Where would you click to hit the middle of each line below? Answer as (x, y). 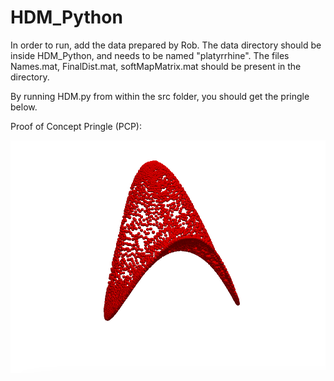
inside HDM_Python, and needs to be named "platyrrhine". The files (150, 55)
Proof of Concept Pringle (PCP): (76, 126)
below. (24, 107)
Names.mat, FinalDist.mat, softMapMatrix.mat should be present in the (156, 66)
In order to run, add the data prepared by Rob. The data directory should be (166, 45)
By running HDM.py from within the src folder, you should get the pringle (160, 96)
